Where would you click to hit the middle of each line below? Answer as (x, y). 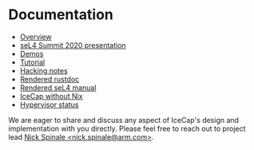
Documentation (61, 15)
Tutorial (32, 62)
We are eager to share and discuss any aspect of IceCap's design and (124, 120)
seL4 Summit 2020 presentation (73, 45)
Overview (36, 37)
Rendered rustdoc (50, 79)
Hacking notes (44, 70)
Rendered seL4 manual (58, 87)
